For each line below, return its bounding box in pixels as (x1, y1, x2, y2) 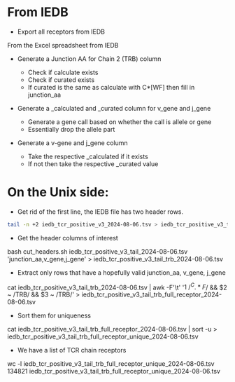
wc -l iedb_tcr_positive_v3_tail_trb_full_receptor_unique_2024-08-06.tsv (7, 360, 215, 368)
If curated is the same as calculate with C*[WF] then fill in (27, 83, 195, 91)
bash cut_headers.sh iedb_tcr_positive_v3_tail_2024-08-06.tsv (7, 247, 188, 256)
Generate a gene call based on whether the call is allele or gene (27, 117, 212, 126)
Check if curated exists (27, 75, 95, 84)
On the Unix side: (7, 184, 110, 200)
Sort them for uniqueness (17, 311, 91, 320)
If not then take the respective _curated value (27, 159, 159, 168)
